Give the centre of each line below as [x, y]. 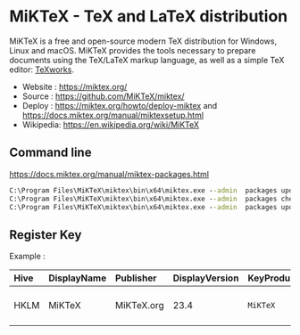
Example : [28, 257]
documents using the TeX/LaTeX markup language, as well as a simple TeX [147, 60]
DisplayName [78, 278]
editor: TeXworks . [42, 69]
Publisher [136, 278]
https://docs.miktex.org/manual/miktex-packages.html [109, 174]
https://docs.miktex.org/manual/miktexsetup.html [112, 115]
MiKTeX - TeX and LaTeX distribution [149, 16]
